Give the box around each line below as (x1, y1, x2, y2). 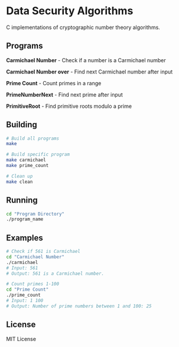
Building (6, 120, 37, 130)
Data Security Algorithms (6, 4, 134, 18)
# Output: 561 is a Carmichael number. (6, 271, 105, 277)
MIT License (6, 335, 37, 342)
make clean (6, 179, 33, 185)
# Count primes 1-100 (6, 281, 60, 287)
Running (6, 195, 38, 205)
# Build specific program (6, 152, 70, 158)
